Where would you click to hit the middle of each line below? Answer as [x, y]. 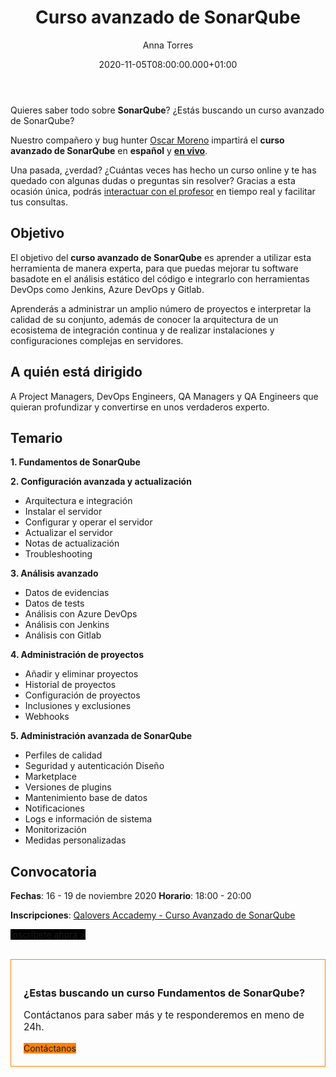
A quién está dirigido [76, 372]
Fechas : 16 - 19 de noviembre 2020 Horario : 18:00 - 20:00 [131, 896]
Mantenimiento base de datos [86, 798]
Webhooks [47, 717]
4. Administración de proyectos [77, 655]
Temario [36, 437]
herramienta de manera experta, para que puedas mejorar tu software [154, 268]
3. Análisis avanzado [54, 573]
